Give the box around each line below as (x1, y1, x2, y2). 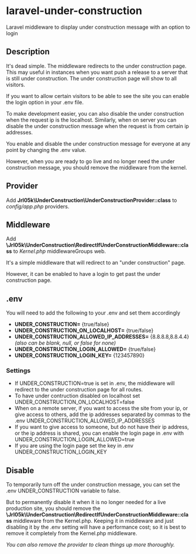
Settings (6, 367, 31, 375)
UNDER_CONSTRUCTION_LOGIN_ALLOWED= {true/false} (14, 346, 156, 353)
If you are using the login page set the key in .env (14, 442, 133, 450)
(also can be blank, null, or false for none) (14, 339, 116, 347)
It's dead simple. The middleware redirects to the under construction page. (6, 62, 187, 69)
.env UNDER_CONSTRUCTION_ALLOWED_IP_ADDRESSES (14, 417, 155, 424)
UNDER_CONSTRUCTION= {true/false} (14, 321, 109, 328)
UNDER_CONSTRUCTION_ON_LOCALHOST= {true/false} (14, 327, 154, 334)
